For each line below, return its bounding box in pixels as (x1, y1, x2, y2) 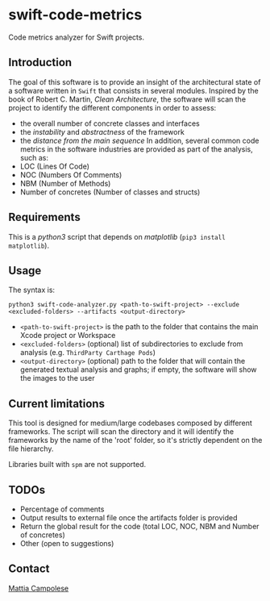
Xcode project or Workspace (19, 331, 116, 340)
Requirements (8, 211, 81, 224)
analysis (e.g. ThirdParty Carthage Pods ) (19, 348, 156, 357)
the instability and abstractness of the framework (19, 127, 185, 136)
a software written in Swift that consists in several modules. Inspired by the (8, 86, 260, 95)
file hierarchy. (8, 444, 54, 453)
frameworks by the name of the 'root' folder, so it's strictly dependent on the (8, 436, 263, 445)
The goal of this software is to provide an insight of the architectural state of (8, 77, 261, 86)
